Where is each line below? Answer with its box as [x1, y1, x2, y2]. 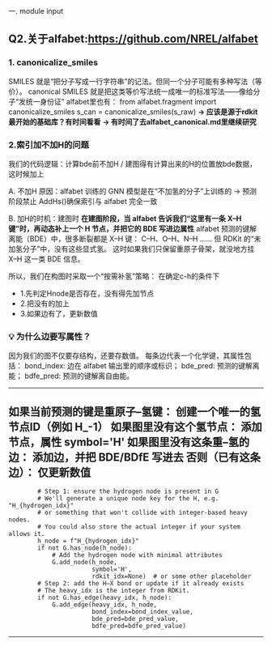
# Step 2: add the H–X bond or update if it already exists [37, 580, 244, 588]
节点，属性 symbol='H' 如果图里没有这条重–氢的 [8, 435, 249, 448]
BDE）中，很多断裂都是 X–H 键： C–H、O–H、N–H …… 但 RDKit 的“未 [29, 233, 261, 244]
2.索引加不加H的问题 [8, 139, 89, 151]
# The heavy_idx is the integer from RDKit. [37, 587, 190, 595]
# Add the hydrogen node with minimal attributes [51, 551, 223, 559]
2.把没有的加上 [19, 298, 70, 308]
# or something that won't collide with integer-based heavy [37, 508, 249, 517]
